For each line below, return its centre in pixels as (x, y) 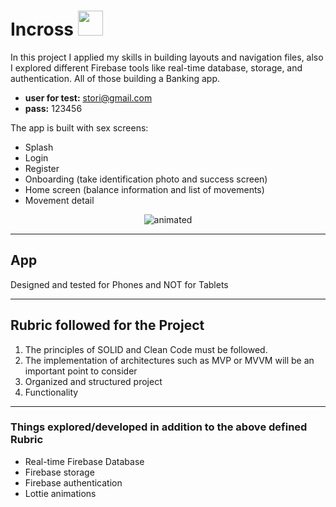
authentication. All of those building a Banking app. (115, 78)
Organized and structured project (93, 381)
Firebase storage (59, 472)
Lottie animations (60, 493)
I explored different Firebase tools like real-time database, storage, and (156, 67)
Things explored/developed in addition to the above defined (159, 427)
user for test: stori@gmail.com (88, 97)
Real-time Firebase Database (84, 461)
